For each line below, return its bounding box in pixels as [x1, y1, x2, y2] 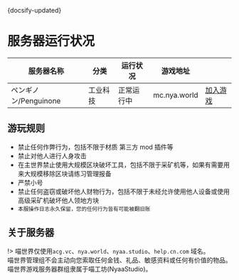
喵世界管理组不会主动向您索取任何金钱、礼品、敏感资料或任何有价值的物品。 [7, 256, 232, 264]
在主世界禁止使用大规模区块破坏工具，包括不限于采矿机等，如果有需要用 [17, 160, 230, 169]
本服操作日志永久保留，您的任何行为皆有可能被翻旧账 [17, 205, 151, 212]
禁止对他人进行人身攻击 [17, 151, 87, 160]
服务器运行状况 [7, 33, 95, 49]
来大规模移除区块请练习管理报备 [17, 169, 112, 177]
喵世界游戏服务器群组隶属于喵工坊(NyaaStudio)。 [7, 264, 152, 273]
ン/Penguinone [11, 95, 61, 105]
